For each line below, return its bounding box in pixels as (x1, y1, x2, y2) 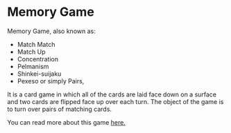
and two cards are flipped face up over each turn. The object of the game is (7, 97, 224, 105)
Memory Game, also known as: (7, 27, 96, 35)
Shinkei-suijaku (17, 70, 62, 78)
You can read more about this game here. (7, 118, 126, 126)
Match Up (17, 48, 46, 56)
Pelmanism (17, 62, 49, 70)
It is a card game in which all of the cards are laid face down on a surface (7, 90, 217, 99)
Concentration (17, 54, 59, 63)
